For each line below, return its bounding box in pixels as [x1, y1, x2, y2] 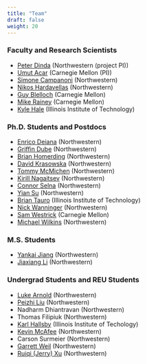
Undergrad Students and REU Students [7, 275, 139, 285]
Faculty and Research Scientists [7, 45, 117, 55]
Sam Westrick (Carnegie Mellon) [16, 210, 110, 218]
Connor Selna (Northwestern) [16, 181, 101, 190]
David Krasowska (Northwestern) [16, 159, 112, 168]
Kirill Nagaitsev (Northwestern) [16, 174, 105, 182]
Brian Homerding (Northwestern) [16, 152, 111, 160]
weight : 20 [7, 23, 38, 30]
